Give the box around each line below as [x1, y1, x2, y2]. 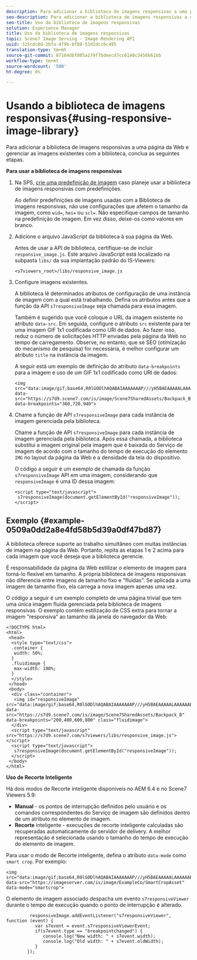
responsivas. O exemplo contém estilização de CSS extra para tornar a [6, 607, 177, 614]
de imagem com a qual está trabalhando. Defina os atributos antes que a [14, 296, 191, 304]
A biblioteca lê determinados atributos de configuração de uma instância [14, 290, 191, 297]
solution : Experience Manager [6, 25, 80, 31]
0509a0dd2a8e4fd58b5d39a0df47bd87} [6, 525, 162, 535]
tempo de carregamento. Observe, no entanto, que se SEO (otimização [14, 339, 186, 346]
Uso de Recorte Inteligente [6, 774, 73, 781]
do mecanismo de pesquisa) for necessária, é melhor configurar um [14, 345, 179, 352]
